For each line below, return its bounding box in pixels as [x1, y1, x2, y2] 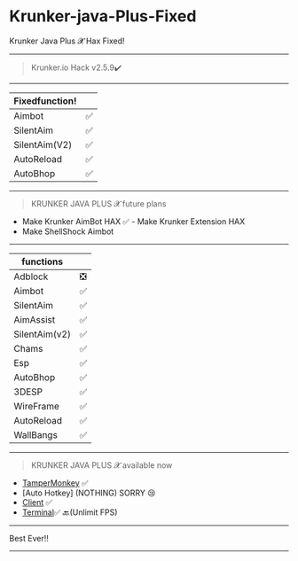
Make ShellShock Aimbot [21, 226, 114, 237]
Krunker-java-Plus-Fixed [9, 6, 197, 27]
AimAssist [13, 313, 56, 325]
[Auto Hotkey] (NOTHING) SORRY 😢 [21, 487, 156, 498]
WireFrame [13, 400, 60, 412]
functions [21, 255, 64, 268]
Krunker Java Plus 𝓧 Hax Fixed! [9, 35, 125, 46]
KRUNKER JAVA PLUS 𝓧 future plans [30, 198, 167, 209]
